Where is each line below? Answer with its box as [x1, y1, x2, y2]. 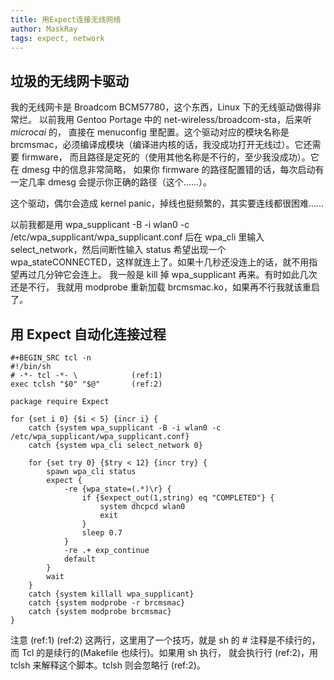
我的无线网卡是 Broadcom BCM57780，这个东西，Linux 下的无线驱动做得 [10, 101, 313, 113]
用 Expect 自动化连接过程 [10, 326, 167, 343]
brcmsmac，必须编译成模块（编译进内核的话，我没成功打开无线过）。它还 [10, 139, 313, 151]
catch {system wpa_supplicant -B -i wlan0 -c [28, 423, 222, 433]
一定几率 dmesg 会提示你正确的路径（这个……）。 [10, 176, 213, 188]
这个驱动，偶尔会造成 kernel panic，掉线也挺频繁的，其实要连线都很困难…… [10, 197, 325, 210]
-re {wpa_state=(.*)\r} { [63, 484, 172, 494]
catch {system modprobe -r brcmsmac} [28, 598, 186, 608]
